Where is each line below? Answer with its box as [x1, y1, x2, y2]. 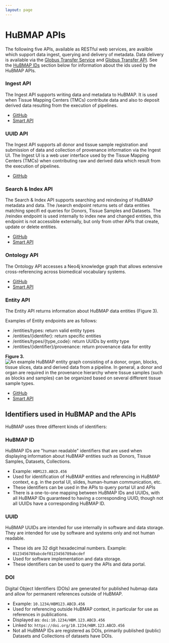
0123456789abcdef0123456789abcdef [12, 551, 85, 556]
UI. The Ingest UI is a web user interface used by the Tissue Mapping [5, 152, 149, 158]
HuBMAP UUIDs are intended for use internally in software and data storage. [5, 525, 164, 531]
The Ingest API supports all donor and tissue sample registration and [5, 142, 148, 148]
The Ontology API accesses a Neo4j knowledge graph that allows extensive [5, 263, 163, 269]
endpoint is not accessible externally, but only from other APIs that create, [5, 219, 159, 225]
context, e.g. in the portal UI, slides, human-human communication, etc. [12, 479, 162, 485]
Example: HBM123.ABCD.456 [12, 468, 67, 475]
